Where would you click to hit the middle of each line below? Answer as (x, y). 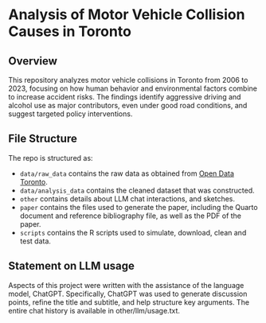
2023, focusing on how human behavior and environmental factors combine (133, 88)
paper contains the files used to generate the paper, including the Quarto (139, 207)
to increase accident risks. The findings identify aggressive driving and (125, 97)
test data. (35, 241)
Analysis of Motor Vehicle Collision (127, 15)
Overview (33, 61)
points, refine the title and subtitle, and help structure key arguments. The (129, 302)
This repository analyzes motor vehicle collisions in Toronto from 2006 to (128, 80)
